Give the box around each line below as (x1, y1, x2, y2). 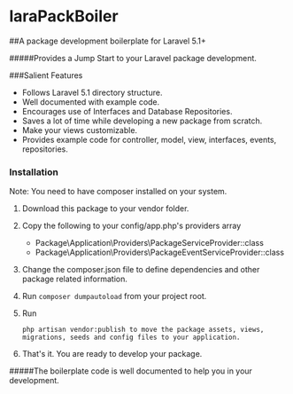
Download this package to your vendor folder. (21, 203, 189, 214)
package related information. (21, 273, 128, 285)
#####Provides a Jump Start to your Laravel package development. (9, 52, 257, 63)
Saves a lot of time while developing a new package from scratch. (21, 115, 263, 126)
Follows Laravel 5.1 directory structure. (21, 87, 163, 98)
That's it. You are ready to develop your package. (21, 349, 203, 359)
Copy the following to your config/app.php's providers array (21, 220, 242, 232)
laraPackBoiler (9, 6, 119, 27)
